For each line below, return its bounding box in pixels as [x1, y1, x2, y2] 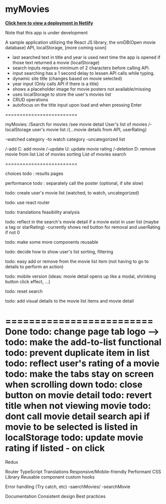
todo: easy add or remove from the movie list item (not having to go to [5, 258, 149, 264]
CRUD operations [12, 96, 48, 103]
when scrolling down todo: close [5, 379, 143, 390]
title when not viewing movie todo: [5, 400, 151, 412]
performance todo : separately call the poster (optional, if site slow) [5, 180, 144, 186]
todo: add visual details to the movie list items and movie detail [5, 298, 134, 304]
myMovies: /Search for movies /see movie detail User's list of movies [5, 121, 148, 127]
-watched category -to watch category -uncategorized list [5, 136, 126, 142]
